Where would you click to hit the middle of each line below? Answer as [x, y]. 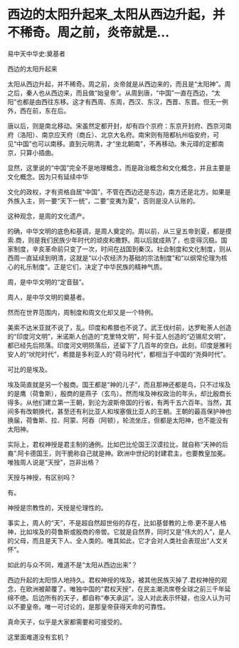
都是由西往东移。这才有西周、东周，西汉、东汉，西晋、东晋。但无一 [122, 101]
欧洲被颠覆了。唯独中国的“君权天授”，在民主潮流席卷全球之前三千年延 [128, 589]
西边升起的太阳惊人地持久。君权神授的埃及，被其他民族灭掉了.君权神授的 [115, 579]
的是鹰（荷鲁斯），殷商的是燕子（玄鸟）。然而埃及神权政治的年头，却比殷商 [116, 393]
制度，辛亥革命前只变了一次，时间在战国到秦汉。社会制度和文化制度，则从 [122, 249]
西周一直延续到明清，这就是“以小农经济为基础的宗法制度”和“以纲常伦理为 [115, 258]
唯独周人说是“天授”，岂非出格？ [54, 462]
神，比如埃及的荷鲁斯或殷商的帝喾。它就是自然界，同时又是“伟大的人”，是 [116, 532]
